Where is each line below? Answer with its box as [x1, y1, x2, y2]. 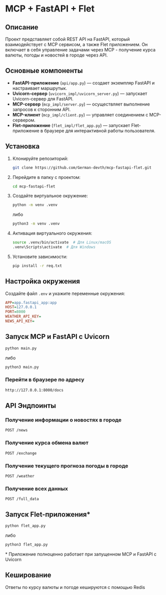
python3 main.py [5, 364, 39, 369]
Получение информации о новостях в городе [5, 416, 121, 423]
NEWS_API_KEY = [5, 318, 35, 324]
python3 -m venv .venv [12, 221, 60, 226]
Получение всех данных [5, 485, 68, 492]
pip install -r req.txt [12, 263, 62, 268]
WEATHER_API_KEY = [5, 314, 41, 319]
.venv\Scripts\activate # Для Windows [12, 244, 96, 249]
